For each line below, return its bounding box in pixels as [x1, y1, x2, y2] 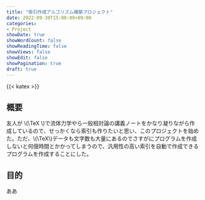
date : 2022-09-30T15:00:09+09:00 [6, 15, 92, 21]
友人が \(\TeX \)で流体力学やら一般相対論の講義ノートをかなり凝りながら [6, 120, 190, 127]
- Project [6, 26, 32, 33]
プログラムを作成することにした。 [6, 150, 92, 158]
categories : [6, 20, 37, 26]
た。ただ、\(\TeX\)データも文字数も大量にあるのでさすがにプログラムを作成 [6, 135, 197, 142]
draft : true [6, 66, 37, 72]
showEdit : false [6, 55, 48, 61]
